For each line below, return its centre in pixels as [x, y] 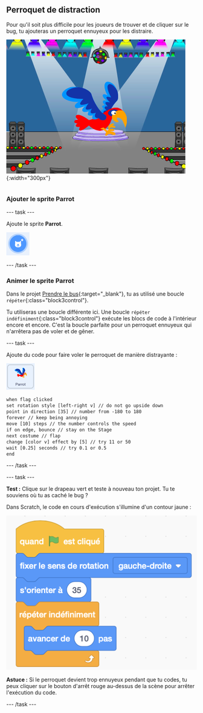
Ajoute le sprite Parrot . [35, 224]
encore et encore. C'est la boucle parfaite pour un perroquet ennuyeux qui [99, 325]
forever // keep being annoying [47, 418]
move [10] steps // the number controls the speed [71, 424]
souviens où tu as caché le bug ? [47, 496]
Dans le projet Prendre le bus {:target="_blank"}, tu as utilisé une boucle [95, 294]
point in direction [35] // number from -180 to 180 [74, 412]
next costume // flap [34, 436]
